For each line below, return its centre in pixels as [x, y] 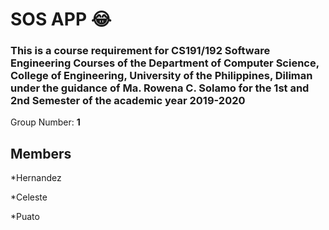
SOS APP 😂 [61, 19]
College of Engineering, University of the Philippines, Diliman [161, 76]
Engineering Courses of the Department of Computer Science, [165, 63]
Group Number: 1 [45, 122]
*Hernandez [36, 178]
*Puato [25, 217]
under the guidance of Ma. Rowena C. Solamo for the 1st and [160, 88]
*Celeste [29, 197]
